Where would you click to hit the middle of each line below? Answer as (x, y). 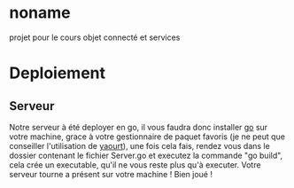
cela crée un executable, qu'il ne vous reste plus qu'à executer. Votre (135, 164)
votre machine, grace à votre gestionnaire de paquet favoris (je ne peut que (147, 137)
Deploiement (58, 73)
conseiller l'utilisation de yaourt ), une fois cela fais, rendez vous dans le (139, 145)
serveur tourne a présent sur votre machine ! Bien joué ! (111, 174)
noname (40, 13)
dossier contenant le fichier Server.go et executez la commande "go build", (146, 155)
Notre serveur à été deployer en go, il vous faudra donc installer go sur (139, 127)
